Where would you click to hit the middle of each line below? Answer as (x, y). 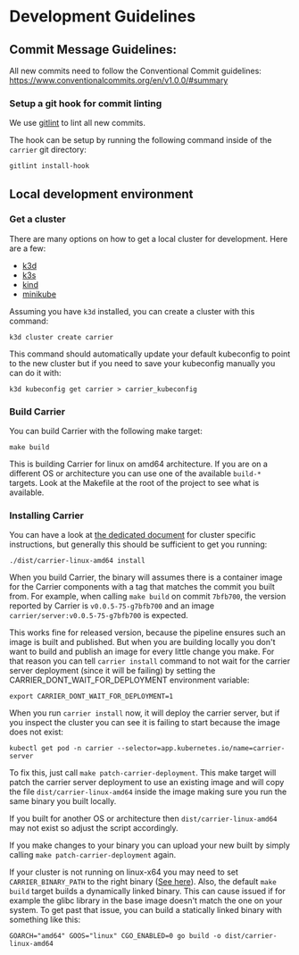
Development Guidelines (103, 17)
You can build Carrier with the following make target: (106, 431)
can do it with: (35, 373)
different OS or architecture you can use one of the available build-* (135, 473)
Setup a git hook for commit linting (86, 103)
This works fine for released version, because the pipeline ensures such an (147, 632)
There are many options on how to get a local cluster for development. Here (149, 239)
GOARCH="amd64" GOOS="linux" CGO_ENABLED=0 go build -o (115, 936)
